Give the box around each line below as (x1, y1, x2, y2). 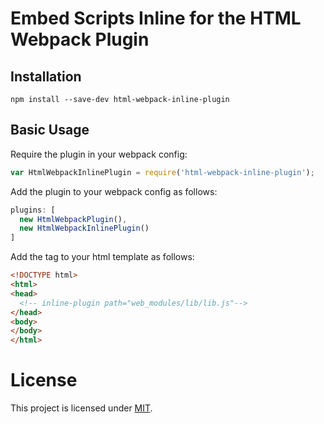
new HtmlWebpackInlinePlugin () (19, 223, 150, 234)
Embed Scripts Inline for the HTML (10, 7, 302, 30)
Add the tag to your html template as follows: (10, 251, 195, 263)
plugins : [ (10, 205, 56, 215)
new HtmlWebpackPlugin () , (19, 214, 128, 224)
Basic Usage (10, 122, 90, 139)
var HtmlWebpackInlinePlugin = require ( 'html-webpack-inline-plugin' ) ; (10, 167, 315, 177)
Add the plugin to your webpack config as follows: (10, 185, 218, 197)
